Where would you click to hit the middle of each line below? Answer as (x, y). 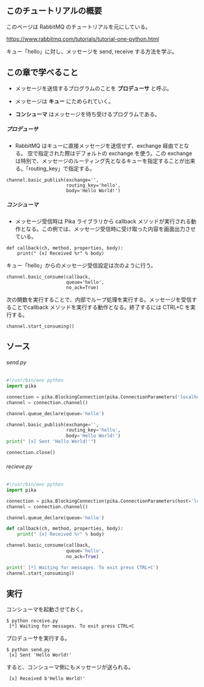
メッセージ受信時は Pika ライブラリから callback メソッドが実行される (103, 221)
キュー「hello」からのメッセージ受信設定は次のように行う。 (81, 265)
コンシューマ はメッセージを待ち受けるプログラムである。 (87, 114)
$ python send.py (28, 650)
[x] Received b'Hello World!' (47, 679)
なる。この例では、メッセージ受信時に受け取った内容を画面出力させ (111, 229)
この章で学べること (42, 73)
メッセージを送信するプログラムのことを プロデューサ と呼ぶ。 (93, 88)
